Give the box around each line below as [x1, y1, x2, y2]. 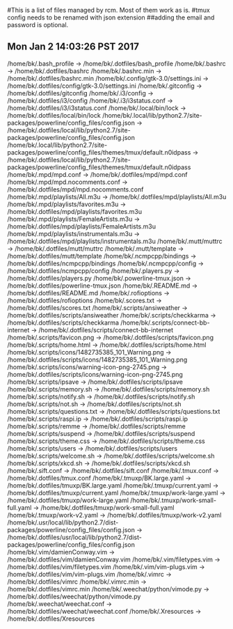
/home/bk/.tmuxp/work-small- [130, 496, 217, 504]
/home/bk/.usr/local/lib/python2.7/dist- [7, 518, 119, 527]
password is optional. [7, 21, 69, 29]
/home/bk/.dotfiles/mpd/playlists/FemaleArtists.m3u [7, 222, 156, 231]
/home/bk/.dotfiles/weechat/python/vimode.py [7, 592, 141, 600]
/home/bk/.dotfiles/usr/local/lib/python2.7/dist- [7, 533, 143, 541]
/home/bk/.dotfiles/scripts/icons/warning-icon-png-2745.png [7, 370, 183, 378]
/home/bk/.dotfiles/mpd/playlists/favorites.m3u [7, 207, 143, 215]
